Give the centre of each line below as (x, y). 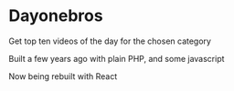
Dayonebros (56, 16)
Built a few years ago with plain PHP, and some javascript (117, 58)
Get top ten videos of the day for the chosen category (110, 41)
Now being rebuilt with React (63, 76)
